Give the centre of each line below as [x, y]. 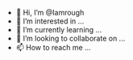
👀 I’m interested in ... [50, 21]
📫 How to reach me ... [53, 47]
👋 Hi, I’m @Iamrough [50, 13]
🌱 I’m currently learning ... [59, 30]
